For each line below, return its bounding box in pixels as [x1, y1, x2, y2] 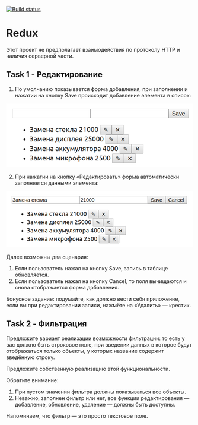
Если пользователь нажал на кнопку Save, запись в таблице [14, 265, 168, 272]
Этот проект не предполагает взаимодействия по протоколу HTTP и [6, 46, 180, 53]
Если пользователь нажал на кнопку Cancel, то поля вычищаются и [14, 277, 187, 285]
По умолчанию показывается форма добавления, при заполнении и [14, 85, 188, 92]
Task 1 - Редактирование [6, 70, 103, 80]
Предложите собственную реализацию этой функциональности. [6, 365, 171, 372]
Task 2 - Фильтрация [6, 319, 87, 329]
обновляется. [14, 271, 49, 278]
